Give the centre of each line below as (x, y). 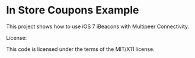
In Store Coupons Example (73, 10)
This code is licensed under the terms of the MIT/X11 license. (81, 49)
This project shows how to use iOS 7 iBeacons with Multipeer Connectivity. (98, 26)
